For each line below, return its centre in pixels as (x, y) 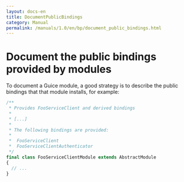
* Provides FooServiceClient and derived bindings (72, 108)
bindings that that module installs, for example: (63, 92)
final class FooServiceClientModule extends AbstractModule (81, 157)
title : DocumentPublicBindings (44, 17)
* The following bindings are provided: (59, 130)
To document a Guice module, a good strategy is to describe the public (92, 86)
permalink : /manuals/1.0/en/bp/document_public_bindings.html (84, 28)
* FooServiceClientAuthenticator (51, 146)
